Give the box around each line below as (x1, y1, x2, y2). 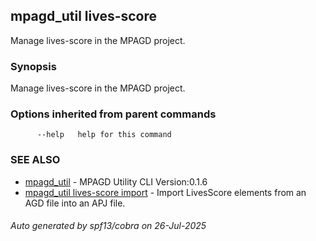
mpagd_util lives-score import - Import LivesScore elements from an (24, 186, 307, 198)
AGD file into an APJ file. (24, 197, 126, 209)
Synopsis (10, 59, 57, 73)
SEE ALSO (10, 153, 61, 167)
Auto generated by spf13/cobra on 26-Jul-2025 (10, 220, 207, 232)
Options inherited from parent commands (10, 107, 217, 121)
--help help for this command (36, 130, 172, 140)
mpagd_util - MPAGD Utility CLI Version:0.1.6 (24, 175, 208, 188)
